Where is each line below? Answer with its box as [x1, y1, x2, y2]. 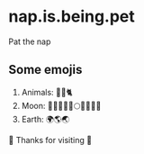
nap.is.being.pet [8, 6, 136, 27]
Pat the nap [8, 36, 51, 47]
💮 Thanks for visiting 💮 [8, 134, 92, 145]
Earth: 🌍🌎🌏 [21, 113, 70, 124]
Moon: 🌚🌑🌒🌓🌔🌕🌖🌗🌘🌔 [21, 100, 102, 111]
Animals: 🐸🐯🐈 [21, 86, 73, 97]
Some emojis [8, 62, 83, 77]
